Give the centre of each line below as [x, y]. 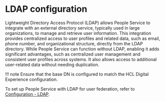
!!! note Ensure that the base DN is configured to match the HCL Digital [77, 74]
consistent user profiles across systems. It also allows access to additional [81, 59]
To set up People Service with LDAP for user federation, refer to [70, 89]
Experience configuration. [32, 79]
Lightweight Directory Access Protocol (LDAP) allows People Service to [78, 23]
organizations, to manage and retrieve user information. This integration [78, 33]
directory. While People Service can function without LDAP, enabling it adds [82, 49]
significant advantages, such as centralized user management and [73, 54]
